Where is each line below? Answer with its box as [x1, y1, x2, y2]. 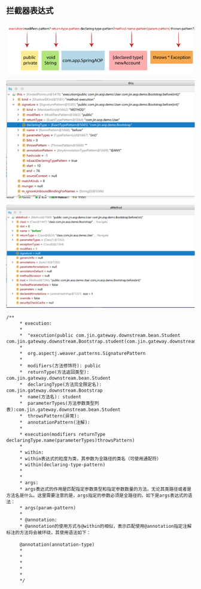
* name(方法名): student [19, 393, 82, 400]
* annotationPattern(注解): [19, 419, 91, 425]
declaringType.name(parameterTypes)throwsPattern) [6, 437, 135, 443]
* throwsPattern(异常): [19, 413, 80, 419]
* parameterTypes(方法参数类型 [19, 400, 95, 406]
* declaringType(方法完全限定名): [19, 381, 102, 387]
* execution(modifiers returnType [19, 431, 106, 437]
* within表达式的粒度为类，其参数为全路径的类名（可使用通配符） [19, 455, 162, 462]
